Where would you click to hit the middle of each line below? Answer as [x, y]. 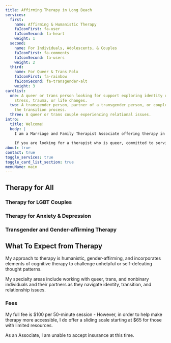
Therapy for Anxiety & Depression [48, 216]
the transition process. [41, 110]
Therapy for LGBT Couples [39, 202]
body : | [18, 129]
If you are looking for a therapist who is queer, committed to [84, 143]
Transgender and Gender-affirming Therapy [61, 230]
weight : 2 [25, 62]
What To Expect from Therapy [54, 246]
